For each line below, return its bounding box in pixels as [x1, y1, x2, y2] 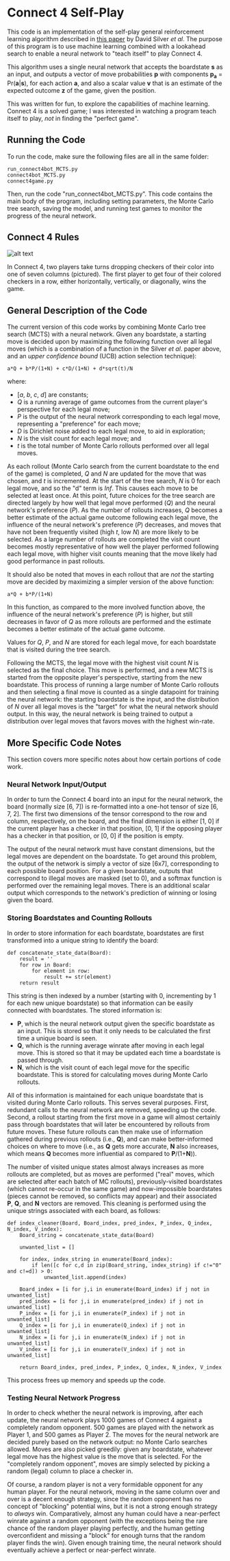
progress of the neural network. [7, 211, 97, 220]
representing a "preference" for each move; [16, 420, 141, 428]
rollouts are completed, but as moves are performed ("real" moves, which [7, 1170, 215, 1178]
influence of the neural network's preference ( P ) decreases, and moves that [7, 520, 221, 529]
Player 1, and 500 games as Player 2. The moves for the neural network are [7, 1430, 219, 1439]
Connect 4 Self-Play [7, 5, 125, 21]
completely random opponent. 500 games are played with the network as [7, 1423, 214, 1431]
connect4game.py [7, 177, 53, 185]
